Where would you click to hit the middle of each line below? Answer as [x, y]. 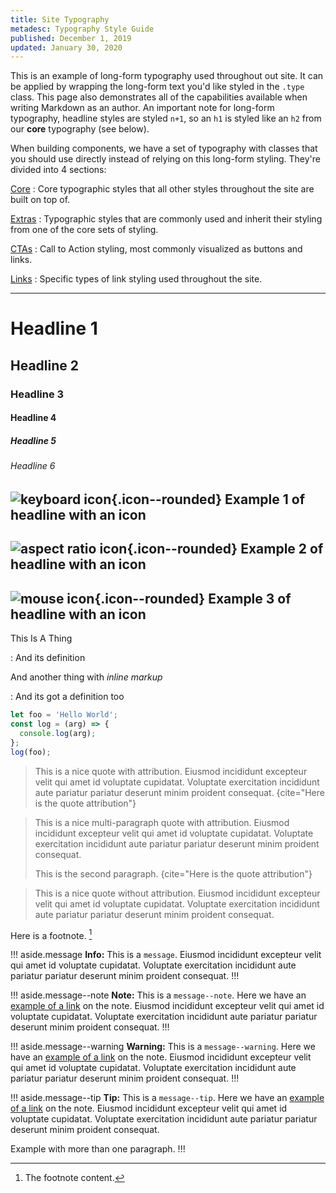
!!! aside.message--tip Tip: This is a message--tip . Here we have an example [167, 1098]
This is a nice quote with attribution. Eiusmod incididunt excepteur [171, 771]
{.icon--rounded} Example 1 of [208, 499]
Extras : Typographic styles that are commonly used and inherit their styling [166, 219]
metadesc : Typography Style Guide [82, 29]
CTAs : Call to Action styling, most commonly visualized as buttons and [156, 249]
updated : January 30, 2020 [66, 47]
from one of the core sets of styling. [84, 230]
